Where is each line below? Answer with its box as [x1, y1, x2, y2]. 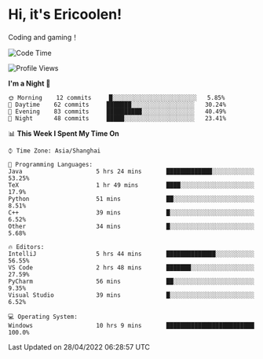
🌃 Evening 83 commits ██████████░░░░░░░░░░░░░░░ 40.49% [8, 108, 226, 115]
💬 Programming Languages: [8, 160, 93, 168]
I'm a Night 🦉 [8, 79, 51, 88]
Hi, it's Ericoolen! [8, 5, 122, 24]
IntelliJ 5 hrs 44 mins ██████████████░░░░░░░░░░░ [8, 250, 255, 258]
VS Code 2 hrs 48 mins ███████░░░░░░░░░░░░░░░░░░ [8, 263, 255, 272]
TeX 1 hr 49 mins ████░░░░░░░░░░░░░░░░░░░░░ [8, 181, 255, 189]
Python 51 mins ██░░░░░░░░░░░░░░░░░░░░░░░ [8, 195, 255, 203]
